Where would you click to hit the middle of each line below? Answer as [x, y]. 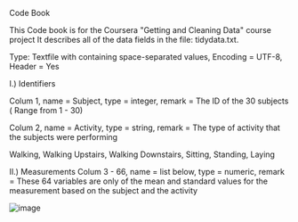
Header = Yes [34, 66]
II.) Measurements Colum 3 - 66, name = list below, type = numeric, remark [147, 172]
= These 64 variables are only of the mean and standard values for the [139, 181]
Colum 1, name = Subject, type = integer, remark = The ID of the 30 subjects [149, 101]
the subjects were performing [64, 137]
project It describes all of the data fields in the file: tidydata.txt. [124, 40]
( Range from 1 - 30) [46, 110]
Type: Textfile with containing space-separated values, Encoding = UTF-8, [146, 57]
